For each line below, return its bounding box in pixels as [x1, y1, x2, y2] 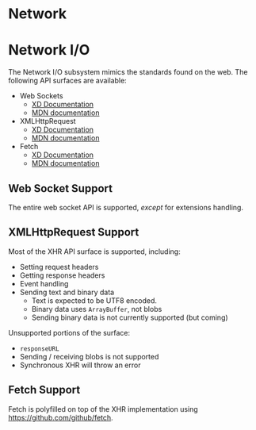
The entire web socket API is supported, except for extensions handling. [8, 202, 244, 212]
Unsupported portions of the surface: [8, 328, 131, 337]
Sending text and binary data [19, 287, 115, 297]
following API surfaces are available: [8, 76, 127, 86]
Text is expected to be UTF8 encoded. [31, 295, 157, 305]
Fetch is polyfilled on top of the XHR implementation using [8, 404, 198, 413]
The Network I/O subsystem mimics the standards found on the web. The [8, 67, 248, 77]
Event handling [19, 278, 69, 288]
